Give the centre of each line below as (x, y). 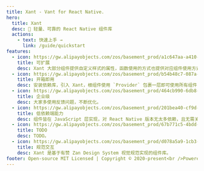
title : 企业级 (34, 96)
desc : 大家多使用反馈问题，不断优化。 (59, 102)
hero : (13, 18)
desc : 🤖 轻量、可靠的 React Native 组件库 (62, 29)
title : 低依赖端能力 (40, 113)
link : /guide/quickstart (54, 46)
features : (19, 52)
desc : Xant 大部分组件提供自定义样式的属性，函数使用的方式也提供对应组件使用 (104, 68)
